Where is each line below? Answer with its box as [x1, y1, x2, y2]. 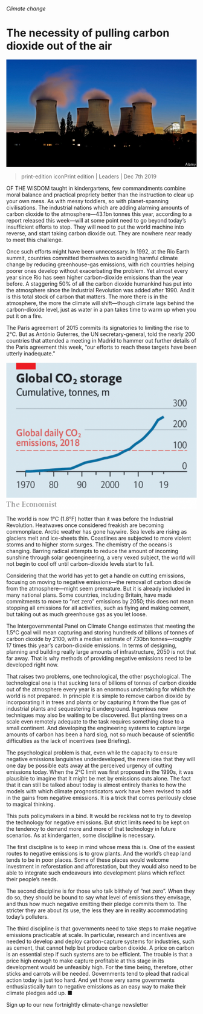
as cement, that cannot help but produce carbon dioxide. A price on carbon [6, 944, 195, 952]
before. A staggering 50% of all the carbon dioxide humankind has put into [6, 280, 192, 287]
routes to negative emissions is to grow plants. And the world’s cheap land [6, 850, 192, 858]
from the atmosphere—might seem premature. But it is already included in [6, 585, 191, 593]
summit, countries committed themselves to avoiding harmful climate [6, 255, 178, 262]
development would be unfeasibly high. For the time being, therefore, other [6, 964, 193, 971]
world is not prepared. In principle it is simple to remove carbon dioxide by [6, 692, 192, 700]
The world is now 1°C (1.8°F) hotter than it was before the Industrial [6, 515, 173, 523]
